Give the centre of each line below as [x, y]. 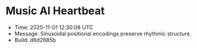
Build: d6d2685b [35, 40]
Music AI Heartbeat [55, 11]
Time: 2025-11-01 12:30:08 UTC [54, 27]
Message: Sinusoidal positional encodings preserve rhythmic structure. [103, 33]
